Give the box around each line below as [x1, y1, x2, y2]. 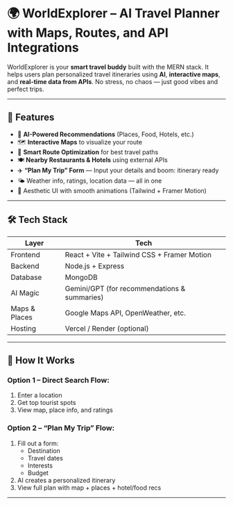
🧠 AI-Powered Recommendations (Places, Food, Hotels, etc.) [17, 130, 194, 138]
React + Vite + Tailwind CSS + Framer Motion [64, 249, 212, 259]
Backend [10, 261, 40, 271]
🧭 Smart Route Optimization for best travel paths [17, 147, 159, 156]
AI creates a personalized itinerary [17, 476, 116, 484]
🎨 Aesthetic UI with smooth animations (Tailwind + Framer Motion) [17, 186, 207, 194]
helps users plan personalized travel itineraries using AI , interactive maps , [7, 70, 221, 78]
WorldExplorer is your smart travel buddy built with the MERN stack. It [7, 63, 209, 71]
